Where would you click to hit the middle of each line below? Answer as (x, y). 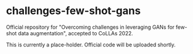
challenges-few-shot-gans (73, 11)
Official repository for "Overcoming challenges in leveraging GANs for (90, 27)
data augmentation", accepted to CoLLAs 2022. (75, 33)
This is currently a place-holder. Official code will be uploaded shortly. (91, 45)
